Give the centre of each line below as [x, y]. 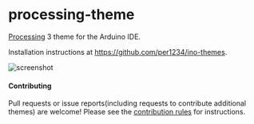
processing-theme [71, 15]
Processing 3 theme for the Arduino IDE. [75, 37]
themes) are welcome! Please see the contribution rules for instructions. [127, 112]
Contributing [30, 86]
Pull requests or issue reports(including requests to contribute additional [127, 103]
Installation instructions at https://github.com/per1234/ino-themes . [118, 52]
